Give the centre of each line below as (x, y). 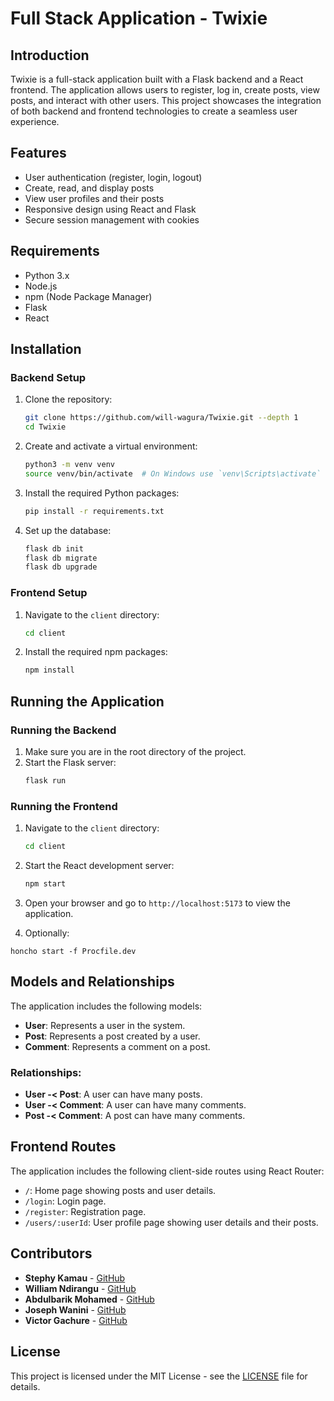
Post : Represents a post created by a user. (112, 1036)
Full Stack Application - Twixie (139, 18)
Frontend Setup (49, 593)
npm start (45, 884)
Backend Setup (48, 377)
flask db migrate (61, 558)
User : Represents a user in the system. (105, 1025)
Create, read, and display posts (89, 188)
